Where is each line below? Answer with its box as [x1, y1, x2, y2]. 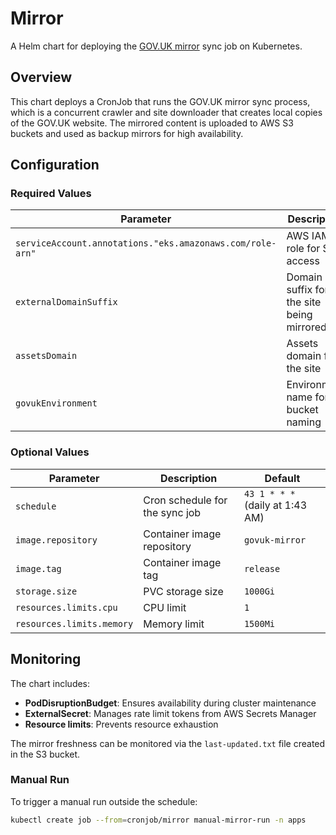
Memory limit [143, 617, 205, 631]
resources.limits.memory [15, 618, 134, 629]
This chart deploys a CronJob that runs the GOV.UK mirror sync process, [10, 95, 311, 107]
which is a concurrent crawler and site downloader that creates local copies [10, 106, 323, 118]
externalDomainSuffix [15, 297, 118, 308]
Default [264, 471, 301, 485]
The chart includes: [10, 677, 91, 689]
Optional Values [10, 445, 90, 459]
